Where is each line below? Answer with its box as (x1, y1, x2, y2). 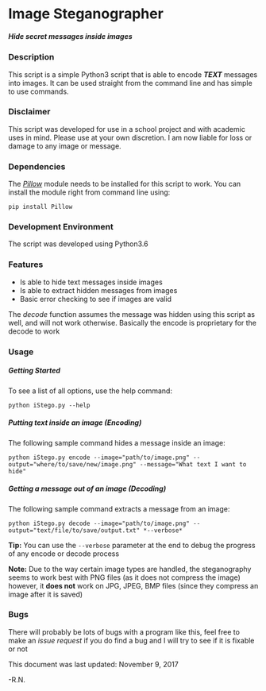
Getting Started (8, 366, 61, 376)
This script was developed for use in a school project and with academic (8, 124, 246, 133)
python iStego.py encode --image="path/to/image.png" (8, 454, 191, 461)
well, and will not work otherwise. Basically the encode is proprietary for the (8, 318, 256, 327)
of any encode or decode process (8, 549, 120, 558)
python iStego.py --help (8, 401, 91, 409)
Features (8, 259, 44, 270)
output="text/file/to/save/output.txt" (8, 526, 141, 535)
